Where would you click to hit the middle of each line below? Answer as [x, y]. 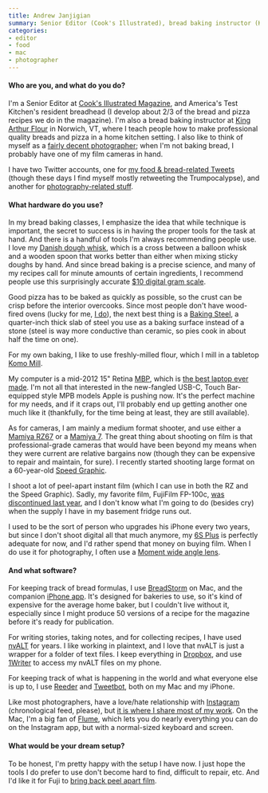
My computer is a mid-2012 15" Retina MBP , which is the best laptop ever [128, 379]
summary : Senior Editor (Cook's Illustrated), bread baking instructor [130, 23]
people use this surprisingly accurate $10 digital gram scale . [107, 282]
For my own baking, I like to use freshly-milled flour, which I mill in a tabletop [134, 355]
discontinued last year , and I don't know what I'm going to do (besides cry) [131, 503]
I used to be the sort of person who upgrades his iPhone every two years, [129, 527]
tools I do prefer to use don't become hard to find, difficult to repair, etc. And [134, 772]
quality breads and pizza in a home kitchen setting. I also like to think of [126, 137]
